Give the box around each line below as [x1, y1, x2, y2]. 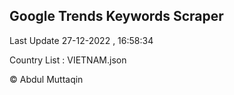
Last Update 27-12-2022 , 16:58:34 [9, 34, 154, 46]
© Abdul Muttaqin [9, 73, 84, 85]
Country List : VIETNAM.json [9, 54, 127, 66]
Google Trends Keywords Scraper [9, 8, 224, 25]
